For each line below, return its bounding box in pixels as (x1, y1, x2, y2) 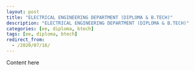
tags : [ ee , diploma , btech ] (6, 31, 78, 37)
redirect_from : (6, 37, 45, 43)
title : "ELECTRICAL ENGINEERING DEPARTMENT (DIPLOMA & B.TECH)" (6, 14, 173, 20)
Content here (6, 58, 40, 66)
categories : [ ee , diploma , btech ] (6, 25, 94, 32)
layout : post (6, 8, 40, 15)
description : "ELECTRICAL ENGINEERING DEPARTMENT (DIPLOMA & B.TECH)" (6, 20, 190, 26)
